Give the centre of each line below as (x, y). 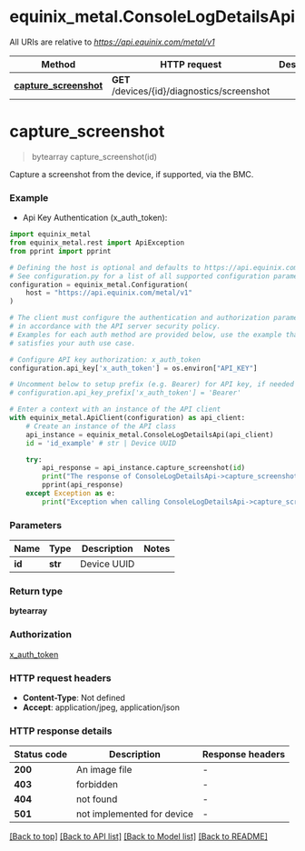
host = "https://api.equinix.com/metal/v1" (109, 293)
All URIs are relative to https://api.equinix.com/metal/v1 (112, 42)
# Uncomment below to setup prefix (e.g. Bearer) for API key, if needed (152, 385)
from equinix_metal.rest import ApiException (97, 243)
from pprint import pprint (60, 251)
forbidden (97, 785)
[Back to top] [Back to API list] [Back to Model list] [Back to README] (138, 836)
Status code (41, 755)
